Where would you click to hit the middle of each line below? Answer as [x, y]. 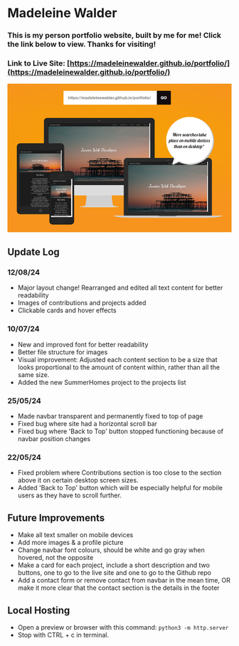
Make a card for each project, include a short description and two [113, 565]
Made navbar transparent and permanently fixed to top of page [110, 416]
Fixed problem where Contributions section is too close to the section [119, 473]
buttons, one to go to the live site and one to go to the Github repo [115, 573]
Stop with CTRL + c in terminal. [63, 635]
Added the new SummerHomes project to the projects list [102, 382]
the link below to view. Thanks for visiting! [82, 44]
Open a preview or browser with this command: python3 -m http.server [123, 627]
